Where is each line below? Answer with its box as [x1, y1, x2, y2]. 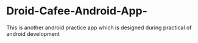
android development [6, 30, 60, 37]
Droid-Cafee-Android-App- [6, 4, 148, 18]
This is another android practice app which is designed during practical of [6, 24, 192, 31]
